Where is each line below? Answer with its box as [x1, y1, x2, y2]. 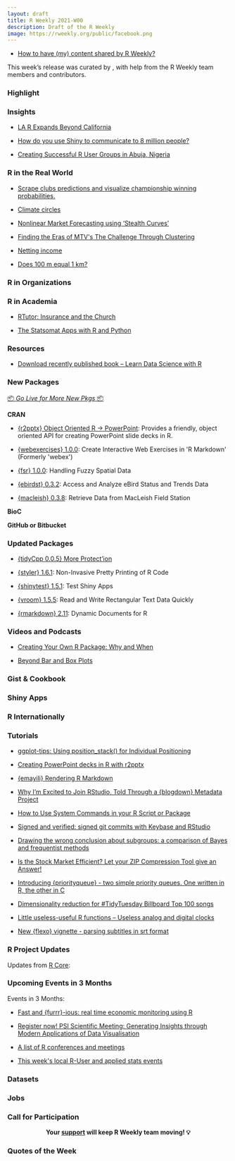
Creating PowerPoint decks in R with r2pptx [17, 760, 144, 769]
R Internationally [7, 712, 65, 722]
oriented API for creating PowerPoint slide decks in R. [17, 431, 173, 439]
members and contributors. [7, 71, 87, 79]
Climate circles [17, 205, 61, 214]
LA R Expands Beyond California [17, 123, 111, 131]
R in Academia [7, 296, 58, 306]
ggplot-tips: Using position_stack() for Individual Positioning [17, 747, 191, 755]
